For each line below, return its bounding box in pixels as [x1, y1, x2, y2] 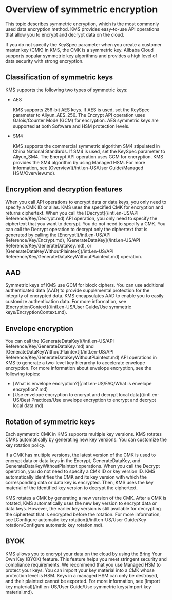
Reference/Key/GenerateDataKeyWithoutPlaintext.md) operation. [5, 253, 143, 259]
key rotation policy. [5, 442, 46, 448]
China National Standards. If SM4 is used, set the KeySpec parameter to [12, 148, 165, 154]
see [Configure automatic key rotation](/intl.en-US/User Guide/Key [5, 517, 146, 523]
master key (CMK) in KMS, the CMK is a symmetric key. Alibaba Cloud [5, 47, 154, 53]
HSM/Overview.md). [12, 170, 56, 176]
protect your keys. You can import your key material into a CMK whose [5, 567, 155, 573]
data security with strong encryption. [5, 58, 84, 64]
